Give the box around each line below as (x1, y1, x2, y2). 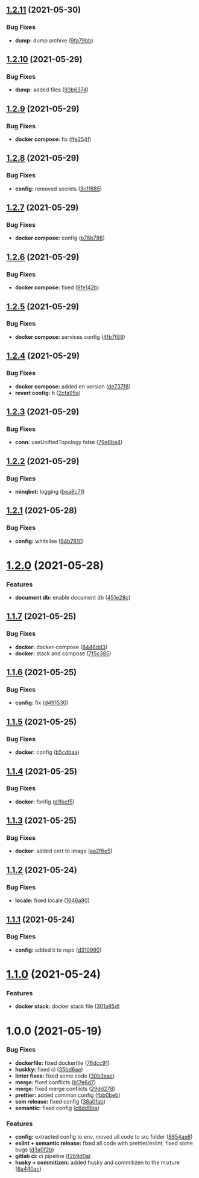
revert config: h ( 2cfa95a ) (14, 389, 81, 396)
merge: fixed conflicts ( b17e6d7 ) (14, 1078, 96, 1085)
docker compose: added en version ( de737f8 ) (14, 382, 131, 390)
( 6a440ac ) (14, 1165, 42, 1173)
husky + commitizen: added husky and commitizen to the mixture (14, 1159, 180, 1167)
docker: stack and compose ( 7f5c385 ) (14, 650, 112, 657)
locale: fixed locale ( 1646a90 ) (14, 897, 90, 904)
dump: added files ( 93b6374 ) (14, 86, 89, 93)
